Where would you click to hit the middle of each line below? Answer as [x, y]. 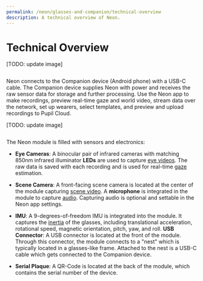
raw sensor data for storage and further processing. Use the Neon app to [98, 94]
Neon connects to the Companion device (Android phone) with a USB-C [96, 81]
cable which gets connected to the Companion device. [83, 254]
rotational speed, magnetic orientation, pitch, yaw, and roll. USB [95, 229]
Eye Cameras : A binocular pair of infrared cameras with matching [97, 154]
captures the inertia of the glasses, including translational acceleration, [104, 222]
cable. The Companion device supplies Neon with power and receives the [98, 88]
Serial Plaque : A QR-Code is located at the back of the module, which [102, 266]
